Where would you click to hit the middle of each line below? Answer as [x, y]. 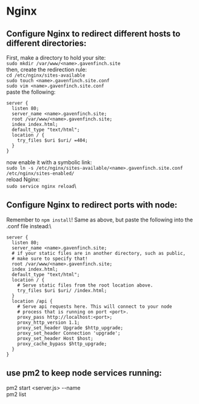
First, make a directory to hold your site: [56, 58]
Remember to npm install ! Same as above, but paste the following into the [99, 220]
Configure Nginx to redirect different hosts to [93, 34]
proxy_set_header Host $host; [56, 338]
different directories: [46, 43]
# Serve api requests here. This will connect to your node [95, 306]
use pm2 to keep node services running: [84, 373]
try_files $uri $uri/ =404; [52, 141]
